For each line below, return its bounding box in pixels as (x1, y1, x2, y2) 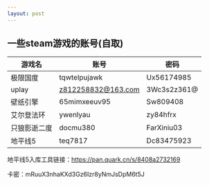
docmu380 (59, 123, 96, 132)
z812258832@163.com (59, 85, 140, 94)
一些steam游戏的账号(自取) (7, 37, 124, 49)
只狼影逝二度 (10, 123, 53, 133)
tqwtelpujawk (59, 73, 103, 82)
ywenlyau (59, 110, 91, 120)
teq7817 (59, 136, 88, 146)
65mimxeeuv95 (59, 97, 111, 107)
